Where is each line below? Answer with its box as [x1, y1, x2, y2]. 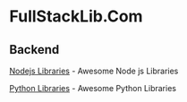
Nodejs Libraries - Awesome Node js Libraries [9, 65, 179, 76]
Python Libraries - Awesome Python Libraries [9, 83, 177, 93]
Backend [9, 42, 60, 57]
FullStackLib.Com [9, 6, 143, 27]
